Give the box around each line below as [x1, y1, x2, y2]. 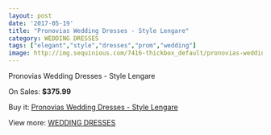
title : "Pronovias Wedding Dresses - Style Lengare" [8, 27, 190, 35]
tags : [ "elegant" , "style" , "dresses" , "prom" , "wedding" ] [8, 42, 197, 50]
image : [8, 49, 31, 57]
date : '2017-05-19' [8, 19, 74, 27]
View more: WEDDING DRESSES [8, 118, 116, 127]
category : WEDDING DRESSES [8, 34, 99, 43]
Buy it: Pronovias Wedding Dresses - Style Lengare [8, 102, 179, 112]
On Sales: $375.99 [8, 87, 71, 96]
